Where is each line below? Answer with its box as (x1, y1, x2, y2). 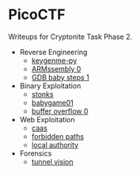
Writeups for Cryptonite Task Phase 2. (8, 32, 133, 41)
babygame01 (31, 98, 74, 107)
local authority (31, 140, 79, 149)
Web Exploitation (19, 114, 75, 124)
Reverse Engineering (19, 47, 88, 56)
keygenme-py (31, 56, 78, 65)
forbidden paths (31, 131, 85, 141)
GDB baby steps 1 (31, 72, 89, 82)
